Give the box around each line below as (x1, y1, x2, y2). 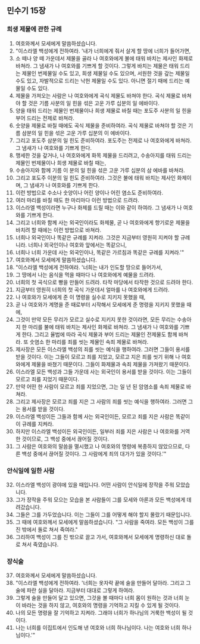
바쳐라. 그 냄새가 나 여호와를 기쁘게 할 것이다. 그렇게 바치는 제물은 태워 (15, 62, 179, 69)
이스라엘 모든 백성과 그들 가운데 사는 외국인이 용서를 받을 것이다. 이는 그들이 (15, 368, 192, 375)
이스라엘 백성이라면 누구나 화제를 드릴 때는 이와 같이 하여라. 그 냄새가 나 (15, 204, 182, 211)
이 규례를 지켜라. (15, 420, 54, 427)
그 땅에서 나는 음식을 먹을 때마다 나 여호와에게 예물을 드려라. (15, 271, 155, 278)
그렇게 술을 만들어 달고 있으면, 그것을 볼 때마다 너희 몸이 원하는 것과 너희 (15, 594, 184, 602)
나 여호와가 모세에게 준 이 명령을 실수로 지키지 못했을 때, (15, 293, 146, 300)
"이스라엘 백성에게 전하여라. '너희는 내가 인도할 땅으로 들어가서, (15, 263, 162, 270)
